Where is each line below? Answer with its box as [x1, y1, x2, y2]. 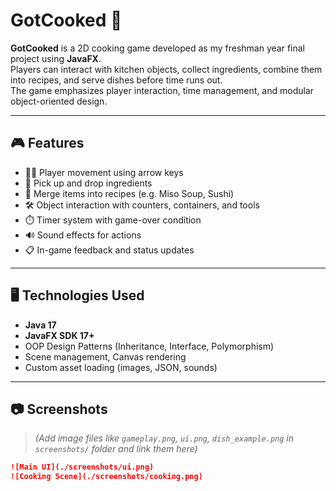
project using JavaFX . [10, 52, 102, 64]
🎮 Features [10, 135, 85, 152]
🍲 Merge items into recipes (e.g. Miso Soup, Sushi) [24, 187, 235, 199]
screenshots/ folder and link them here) [34, 443, 198, 455]
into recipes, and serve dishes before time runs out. [10, 74, 223, 86]
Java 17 [24, 319, 57, 331]
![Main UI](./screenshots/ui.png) [10, 462, 155, 473]
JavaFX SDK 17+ [24, 329, 95, 341]
